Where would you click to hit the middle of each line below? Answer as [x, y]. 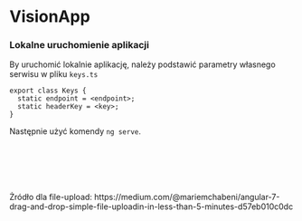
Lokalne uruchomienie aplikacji [79, 45]
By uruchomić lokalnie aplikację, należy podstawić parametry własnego [142, 64]
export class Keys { [48, 91]
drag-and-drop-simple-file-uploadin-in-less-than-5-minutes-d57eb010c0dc [151, 207]
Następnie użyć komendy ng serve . [75, 131]
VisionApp [50, 17]
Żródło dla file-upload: [51, 197]
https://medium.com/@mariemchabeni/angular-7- [187, 197]
